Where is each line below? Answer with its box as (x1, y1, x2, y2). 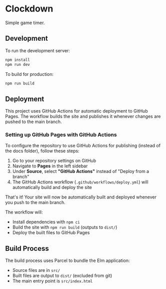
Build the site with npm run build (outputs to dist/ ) (12, 224, 117, 230)
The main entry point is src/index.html (12, 278, 93, 284)
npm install (5, 57, 30, 62)
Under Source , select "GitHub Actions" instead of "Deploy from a (12, 168, 149, 174)
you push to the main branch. (5, 200, 66, 206)
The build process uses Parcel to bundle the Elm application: (5, 257, 130, 264)
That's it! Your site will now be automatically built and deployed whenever (5, 194, 156, 200)
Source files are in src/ (12, 267, 60, 273)
